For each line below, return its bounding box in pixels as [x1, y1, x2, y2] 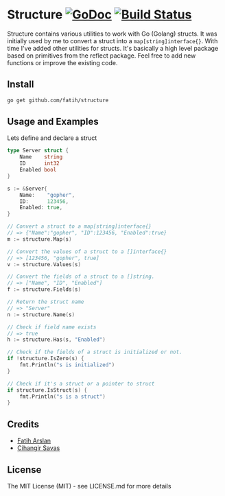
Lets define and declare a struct [7, 134, 97, 142]
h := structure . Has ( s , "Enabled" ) [7, 336, 106, 343]
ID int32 [19, 160, 60, 167]
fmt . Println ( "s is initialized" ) [19, 362, 115, 368]
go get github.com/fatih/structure [7, 97, 109, 104]
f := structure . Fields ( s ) [7, 286, 81, 293]
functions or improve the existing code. [7, 58, 118, 67]
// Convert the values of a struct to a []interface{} [7, 248, 167, 255]
